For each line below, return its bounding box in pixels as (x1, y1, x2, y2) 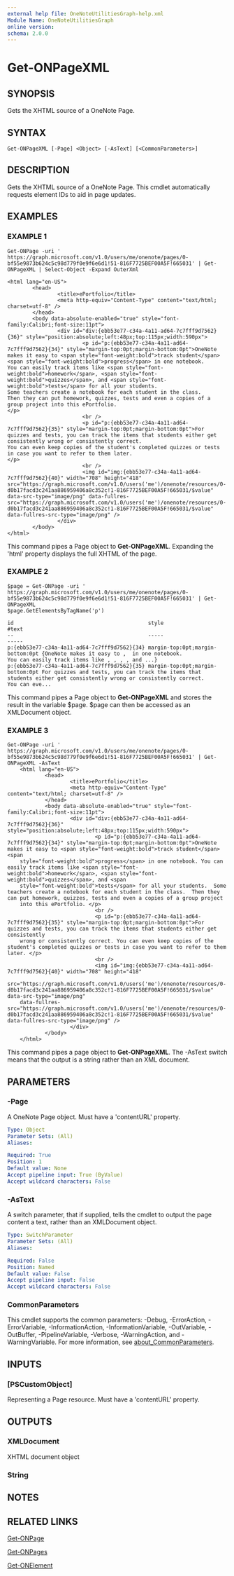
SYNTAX (7, 127, 47, 139)
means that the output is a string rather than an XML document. (7, 1055, 190, 1064)
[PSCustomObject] (7, 1379, 73, 1389)
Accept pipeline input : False (7, 1277, 96, 1284)
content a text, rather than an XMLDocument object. (7, 1218, 157, 1226)
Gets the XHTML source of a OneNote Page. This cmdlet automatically (7, 183, 211, 191)
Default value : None (7, 1165, 68, 1172)
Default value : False (7, 1270, 71, 1277)
